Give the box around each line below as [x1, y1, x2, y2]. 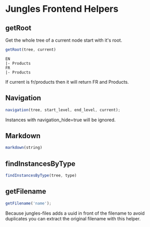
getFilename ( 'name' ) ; [5, 201, 52, 206]
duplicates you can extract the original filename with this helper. [5, 215, 141, 221]
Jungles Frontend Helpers [5, 3, 119, 15]
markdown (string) [5, 145, 43, 150]
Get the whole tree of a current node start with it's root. [5, 37, 122, 43]
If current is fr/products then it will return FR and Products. [5, 79, 129, 85]
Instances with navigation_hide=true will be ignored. [5, 117, 116, 123]
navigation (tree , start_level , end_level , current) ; [5, 107, 121, 112]
